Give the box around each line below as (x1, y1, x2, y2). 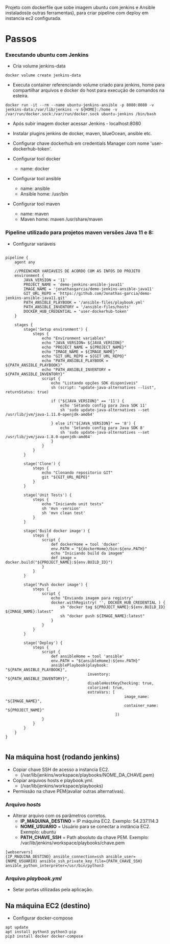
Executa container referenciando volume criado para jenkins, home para (12, 82, 165, 88)
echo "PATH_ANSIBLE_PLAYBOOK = (41, 358, 109, 363)
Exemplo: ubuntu (20, 829, 56, 835)
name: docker (20, 166, 50, 172)
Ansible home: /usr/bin (20, 191, 68, 197)
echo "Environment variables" (41, 335, 106, 341)
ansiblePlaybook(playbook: (51, 662, 109, 668)
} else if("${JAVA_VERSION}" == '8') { (51, 421, 136, 426)
